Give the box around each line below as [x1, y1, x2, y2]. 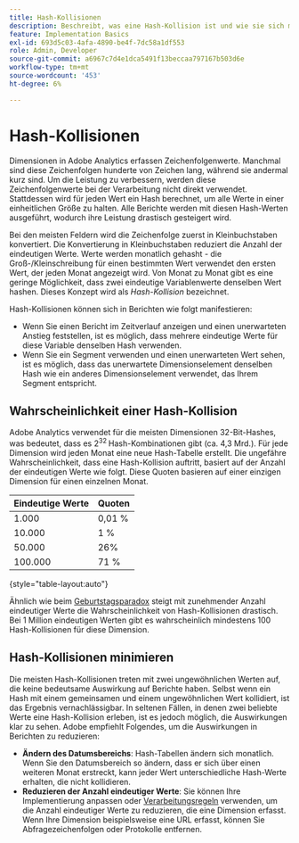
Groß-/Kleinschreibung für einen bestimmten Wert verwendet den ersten [9, 258, 276, 269]
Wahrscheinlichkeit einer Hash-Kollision [9, 403, 238, 418]
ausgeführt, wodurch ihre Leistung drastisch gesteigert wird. [9, 211, 232, 223]
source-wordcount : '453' [9, 71, 101, 80]
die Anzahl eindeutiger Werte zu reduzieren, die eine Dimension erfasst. [21, 805, 287, 815]
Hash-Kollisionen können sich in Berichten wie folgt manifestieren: [9, 303, 253, 314]
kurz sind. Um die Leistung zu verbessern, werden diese [9, 174, 216, 185]
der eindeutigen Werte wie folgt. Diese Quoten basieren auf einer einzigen [9, 467, 282, 477]
